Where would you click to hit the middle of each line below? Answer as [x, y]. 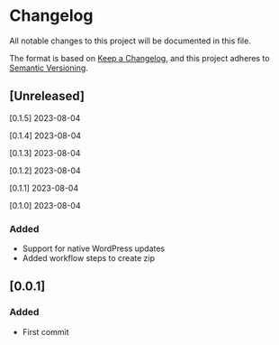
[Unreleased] [47, 96]
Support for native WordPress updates [94, 248]
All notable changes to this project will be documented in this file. [130, 41]
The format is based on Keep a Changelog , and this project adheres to [139, 58]
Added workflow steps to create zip [89, 258]
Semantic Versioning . [49, 68]
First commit [45, 331]
